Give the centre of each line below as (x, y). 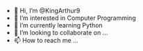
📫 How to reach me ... (46, 40)
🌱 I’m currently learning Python (58, 25)
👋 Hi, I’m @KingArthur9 (47, 11)
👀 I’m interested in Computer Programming (75, 18)
